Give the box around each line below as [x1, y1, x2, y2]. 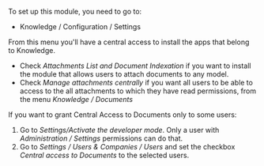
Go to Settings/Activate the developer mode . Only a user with [19, 126, 220, 134]
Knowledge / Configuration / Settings [19, 22, 141, 31]
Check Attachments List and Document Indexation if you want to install [19, 61, 251, 70]
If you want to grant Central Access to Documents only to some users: [8, 110, 237, 119]
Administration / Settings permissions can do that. [19, 134, 183, 143]
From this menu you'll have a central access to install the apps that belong [8, 37, 250, 47]
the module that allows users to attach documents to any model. [19, 70, 229, 78]
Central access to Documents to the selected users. [19, 150, 190, 160]
